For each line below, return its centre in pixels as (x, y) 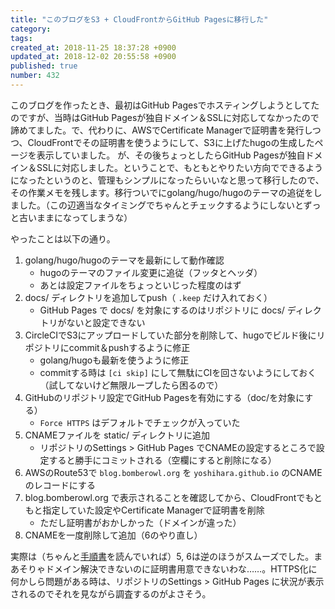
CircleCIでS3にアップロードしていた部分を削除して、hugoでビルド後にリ (175, 335)
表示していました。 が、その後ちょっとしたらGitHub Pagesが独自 (171, 155)
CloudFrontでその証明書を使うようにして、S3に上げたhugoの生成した (171, 142)
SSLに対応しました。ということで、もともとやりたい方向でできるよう (180, 167)
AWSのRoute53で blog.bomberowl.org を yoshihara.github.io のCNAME (173, 472)
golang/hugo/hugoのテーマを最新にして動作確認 (124, 260)
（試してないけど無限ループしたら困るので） (131, 385)
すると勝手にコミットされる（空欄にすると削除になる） (162, 460)
